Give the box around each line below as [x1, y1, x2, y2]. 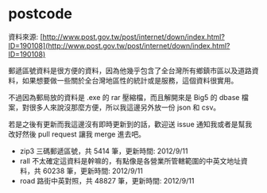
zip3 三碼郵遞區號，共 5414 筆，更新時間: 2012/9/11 [19, 146, 188, 156]
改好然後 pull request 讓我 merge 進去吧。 [8, 129, 145, 139]
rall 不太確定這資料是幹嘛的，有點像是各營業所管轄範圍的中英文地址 [19, 156, 241, 165]
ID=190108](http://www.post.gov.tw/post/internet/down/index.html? [8, 41, 230, 50]
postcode [8, 5, 73, 23]
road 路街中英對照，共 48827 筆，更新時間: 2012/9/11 [19, 176, 195, 185]
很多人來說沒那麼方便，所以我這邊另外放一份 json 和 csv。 [29, 102, 221, 112]
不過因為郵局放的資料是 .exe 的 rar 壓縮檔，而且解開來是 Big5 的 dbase [8, 92, 240, 102]
